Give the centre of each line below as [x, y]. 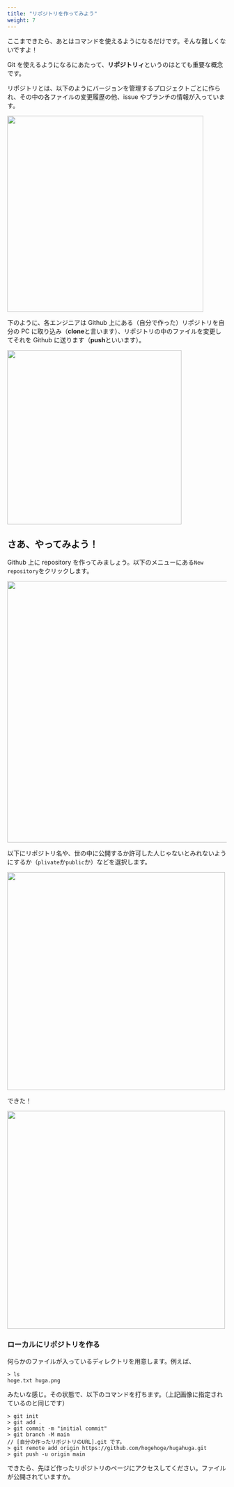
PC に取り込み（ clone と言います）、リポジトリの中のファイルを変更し [121, 331]
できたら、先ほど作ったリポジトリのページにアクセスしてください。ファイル [117, 1467]
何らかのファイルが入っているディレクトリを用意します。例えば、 [101, 1361]
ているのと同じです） [38, 1403]
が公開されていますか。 [41, 1477]
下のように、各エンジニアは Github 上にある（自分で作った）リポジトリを [113, 322]
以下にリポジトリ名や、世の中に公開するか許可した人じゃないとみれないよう [117, 853]
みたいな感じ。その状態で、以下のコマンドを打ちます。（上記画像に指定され [115, 1394]
